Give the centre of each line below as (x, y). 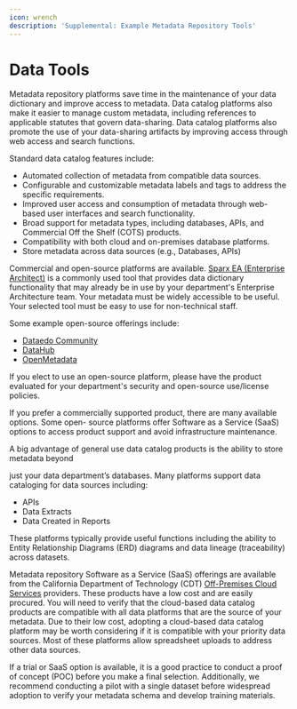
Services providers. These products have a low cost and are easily (131, 593)
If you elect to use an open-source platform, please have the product (136, 377)
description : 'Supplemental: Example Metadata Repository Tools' (132, 26)
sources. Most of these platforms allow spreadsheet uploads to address (141, 641)
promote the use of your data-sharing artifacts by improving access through (149, 132)
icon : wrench (33, 17)
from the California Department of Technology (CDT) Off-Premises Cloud (143, 584)
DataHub (38, 350)
